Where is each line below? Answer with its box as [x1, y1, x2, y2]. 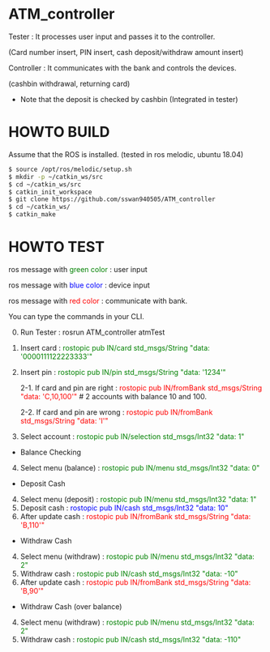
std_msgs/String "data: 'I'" [19, 415, 109, 425]
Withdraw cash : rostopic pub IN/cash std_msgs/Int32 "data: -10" [19, 569, 238, 578]
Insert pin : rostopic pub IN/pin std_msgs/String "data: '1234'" [19, 367, 227, 377]
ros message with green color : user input [8, 264, 148, 274]
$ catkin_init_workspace [8, 188, 92, 196]
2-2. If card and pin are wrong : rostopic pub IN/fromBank [19, 407, 213, 417]
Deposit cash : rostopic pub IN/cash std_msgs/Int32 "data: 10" [19, 503, 229, 513]
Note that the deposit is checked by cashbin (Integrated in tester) [19, 94, 238, 104]
